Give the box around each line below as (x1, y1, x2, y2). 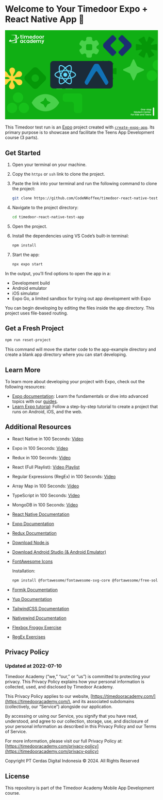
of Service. (5, 729, 27, 735)
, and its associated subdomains (70, 699, 134, 705)
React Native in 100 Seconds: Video (12, 436, 84, 442)
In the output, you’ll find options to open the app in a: (5, 270, 111, 276)
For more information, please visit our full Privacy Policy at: (5, 738, 123, 744)
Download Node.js (12, 540, 49, 545)
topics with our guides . (12, 398, 58, 405)
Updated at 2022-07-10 (5, 663, 62, 670)
